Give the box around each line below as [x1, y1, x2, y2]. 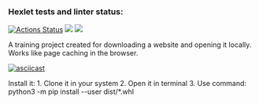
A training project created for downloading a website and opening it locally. [8, 40, 252, 49]
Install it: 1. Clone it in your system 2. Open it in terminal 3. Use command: [8, 79, 246, 88]
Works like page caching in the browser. [8, 48, 139, 58]
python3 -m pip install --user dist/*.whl [8, 87, 135, 96]
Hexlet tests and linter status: [8, 6, 124, 17]
